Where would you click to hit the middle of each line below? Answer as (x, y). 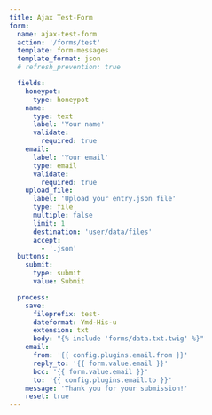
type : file (53, 207)
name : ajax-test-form (57, 34)
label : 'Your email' (71, 157)
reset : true (47, 396)
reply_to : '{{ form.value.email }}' (100, 363)
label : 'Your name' (68, 124)
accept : (47, 240)
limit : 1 (49, 223)
